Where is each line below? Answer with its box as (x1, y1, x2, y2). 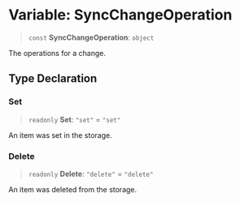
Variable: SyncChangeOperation (8, 6, 233, 24)
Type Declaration (8, 71, 98, 86)
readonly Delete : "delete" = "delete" (28, 169, 154, 178)
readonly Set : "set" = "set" (28, 114, 121, 124)
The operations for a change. (8, 48, 107, 58)
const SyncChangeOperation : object (28, 32, 155, 42)
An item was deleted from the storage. (8, 184, 137, 194)
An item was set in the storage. (8, 130, 112, 140)
